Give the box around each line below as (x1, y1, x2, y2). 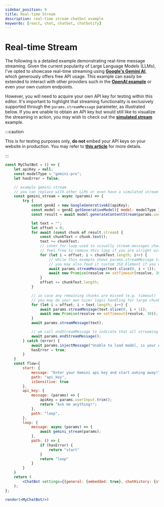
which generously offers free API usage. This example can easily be (5, 74, 142, 80)
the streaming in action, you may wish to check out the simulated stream (5, 114, 153, 120)
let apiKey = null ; (14, 167, 54, 172)
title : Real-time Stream (5, 12, 56, 17)
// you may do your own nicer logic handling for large (31, 297, 147, 303)
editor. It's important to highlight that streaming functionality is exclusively (5, 99, 154, 105)
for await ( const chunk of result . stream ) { (31, 230, 123, 235)
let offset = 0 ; (31, 225, 64, 230)
